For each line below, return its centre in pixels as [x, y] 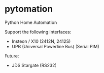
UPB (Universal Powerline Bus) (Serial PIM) [55, 46]
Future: [12, 56]
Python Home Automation [31, 22]
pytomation [29, 9]
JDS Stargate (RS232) [34, 65]
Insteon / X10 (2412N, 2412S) [41, 41]
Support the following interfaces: [38, 32]
